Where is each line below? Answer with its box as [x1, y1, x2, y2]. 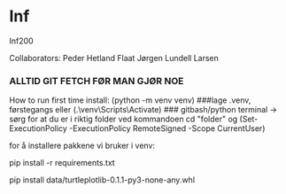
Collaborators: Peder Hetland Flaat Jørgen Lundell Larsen [9, 52, 220, 63]
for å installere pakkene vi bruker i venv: [9, 140, 156, 151]
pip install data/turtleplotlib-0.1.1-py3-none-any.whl [9, 175, 196, 185]
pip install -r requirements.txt [9, 158, 115, 168]
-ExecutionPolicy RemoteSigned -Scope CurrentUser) [69, 123, 266, 134]
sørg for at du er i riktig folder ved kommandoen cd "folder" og [9, 113, 238, 125]
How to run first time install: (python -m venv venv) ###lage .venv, [9, 95, 251, 105]
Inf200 [9, 35, 34, 46]
